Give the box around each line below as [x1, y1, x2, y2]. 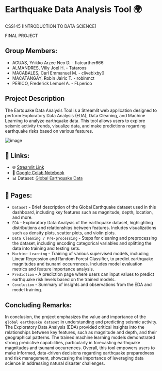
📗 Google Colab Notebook [12, 170, 65, 176]
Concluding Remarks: [5, 301, 72, 309]
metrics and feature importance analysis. [12, 266, 95, 272]
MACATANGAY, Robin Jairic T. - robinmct [12, 75, 95, 81]
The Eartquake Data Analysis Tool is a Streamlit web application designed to [5, 107, 157, 113]
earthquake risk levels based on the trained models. [12, 277, 116, 283]
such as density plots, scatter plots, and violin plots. [12, 230, 116, 236]
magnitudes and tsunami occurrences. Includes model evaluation [12, 261, 143, 267]
